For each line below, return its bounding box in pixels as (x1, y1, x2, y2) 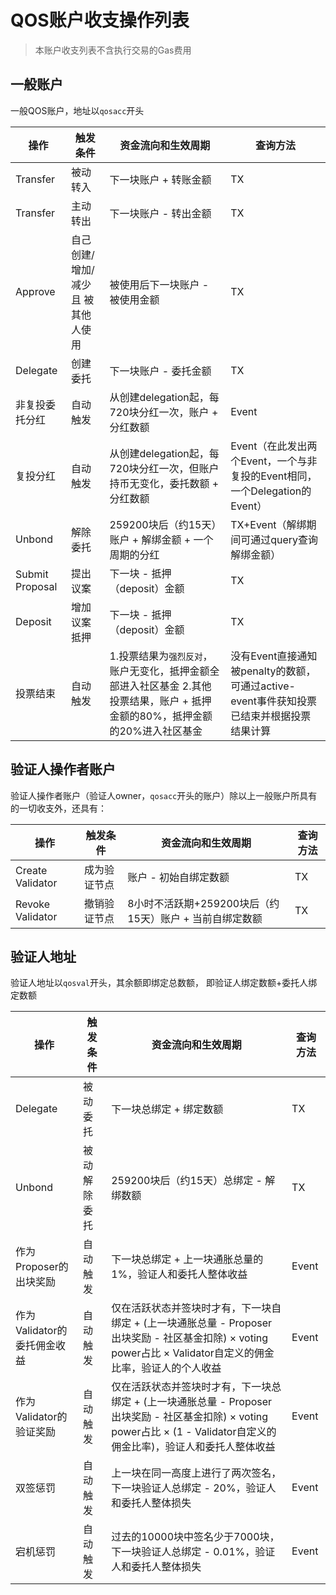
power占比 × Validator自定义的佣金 (111, 1346, 275, 1360)
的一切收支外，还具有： (10, 802, 107, 814)
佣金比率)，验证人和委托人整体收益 (111, 1440, 276, 1454)
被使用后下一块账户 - (109, 277, 210, 291)
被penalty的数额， (230, 664, 317, 678)
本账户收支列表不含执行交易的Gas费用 (34, 44, 192, 56)
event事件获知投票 (230, 694, 317, 708)
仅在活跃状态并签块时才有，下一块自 (111, 1301, 282, 1315)
